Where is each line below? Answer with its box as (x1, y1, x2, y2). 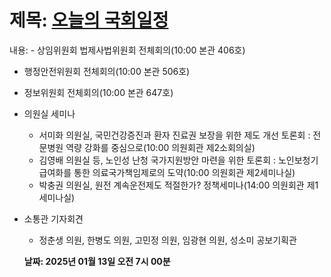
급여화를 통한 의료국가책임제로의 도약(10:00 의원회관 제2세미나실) (38, 166, 296, 178)
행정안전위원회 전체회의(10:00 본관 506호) (23, 65, 191, 77)
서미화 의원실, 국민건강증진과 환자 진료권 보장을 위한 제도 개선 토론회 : (38, 129, 311, 141)
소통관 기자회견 (23, 212, 84, 225)
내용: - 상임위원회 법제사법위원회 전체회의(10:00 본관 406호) (9, 44, 246, 56)
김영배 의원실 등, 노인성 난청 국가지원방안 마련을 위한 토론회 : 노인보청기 (38, 154, 319, 166)
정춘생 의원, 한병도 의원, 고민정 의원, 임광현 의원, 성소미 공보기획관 (38, 234, 297, 246)
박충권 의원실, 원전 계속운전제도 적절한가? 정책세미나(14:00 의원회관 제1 (38, 179, 319, 191)
